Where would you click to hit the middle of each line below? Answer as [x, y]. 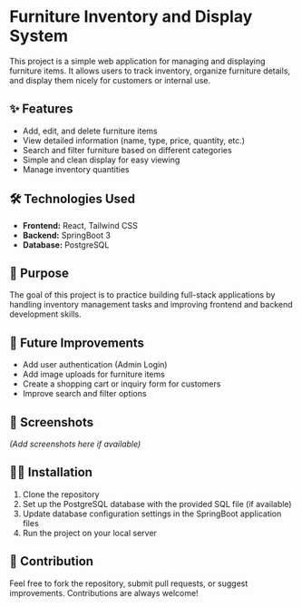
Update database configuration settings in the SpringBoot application [152, 514]
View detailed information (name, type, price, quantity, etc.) [134, 140]
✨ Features [41, 109]
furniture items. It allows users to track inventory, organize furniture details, [150, 71]
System [39, 36]
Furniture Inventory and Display [131, 17]
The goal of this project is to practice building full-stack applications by [142, 295]
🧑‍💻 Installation [51, 472]
